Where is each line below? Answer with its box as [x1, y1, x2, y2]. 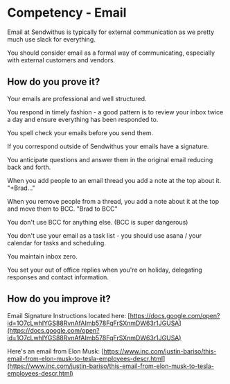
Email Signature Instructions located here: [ [7, 311, 130, 320]
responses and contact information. [7, 272, 109, 281]
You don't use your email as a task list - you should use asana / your [7, 231, 202, 240]
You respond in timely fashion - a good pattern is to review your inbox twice [7, 107, 224, 116]
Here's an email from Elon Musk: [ [7, 347, 104, 355]
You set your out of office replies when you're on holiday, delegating [7, 265, 202, 274]
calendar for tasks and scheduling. [7, 238, 106, 247]
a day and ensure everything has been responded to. [7, 115, 159, 123]
